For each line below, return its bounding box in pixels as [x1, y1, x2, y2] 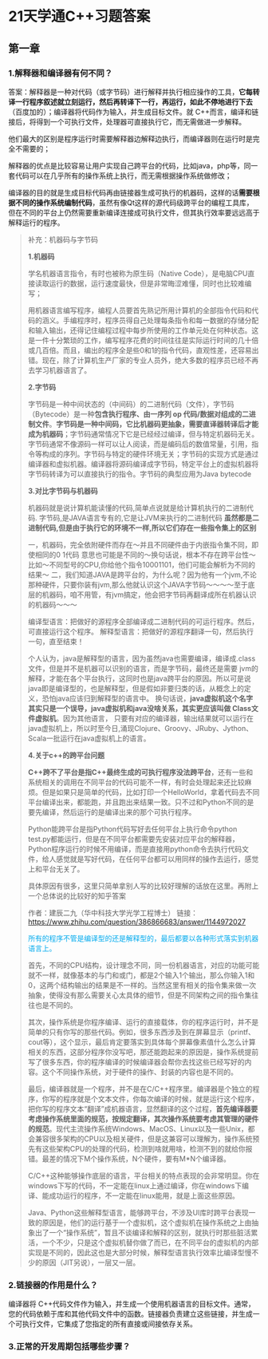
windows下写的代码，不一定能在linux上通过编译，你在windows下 [27, 1180, 242, 1190]
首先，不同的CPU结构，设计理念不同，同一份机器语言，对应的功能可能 [27, 960, 260, 970]
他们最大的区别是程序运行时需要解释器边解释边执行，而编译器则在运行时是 [8, 133, 253, 144]
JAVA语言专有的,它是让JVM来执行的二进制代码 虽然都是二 [69, 512, 259, 523]
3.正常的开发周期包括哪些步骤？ [8, 1341, 131, 1353]
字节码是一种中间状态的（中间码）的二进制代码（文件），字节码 [27, 399, 235, 409]
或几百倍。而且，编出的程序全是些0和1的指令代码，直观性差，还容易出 [27, 345, 259, 355]
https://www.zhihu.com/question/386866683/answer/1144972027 [27, 917, 246, 926]
